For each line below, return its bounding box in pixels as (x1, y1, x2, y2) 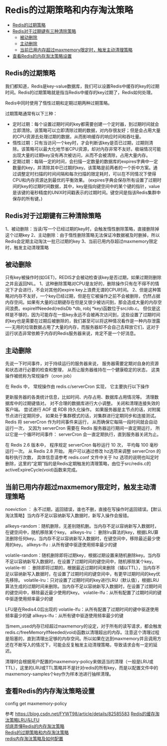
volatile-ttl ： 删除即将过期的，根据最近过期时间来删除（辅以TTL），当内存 (5, 565, 156, 570)
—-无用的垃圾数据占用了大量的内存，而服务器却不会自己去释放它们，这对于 (5, 324, 160, 330)
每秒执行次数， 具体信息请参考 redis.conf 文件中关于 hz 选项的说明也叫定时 (5, 455, 159, 461)
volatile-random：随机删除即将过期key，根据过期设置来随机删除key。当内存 (5, 553, 161, 558)
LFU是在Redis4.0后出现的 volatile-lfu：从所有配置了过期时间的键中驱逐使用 (5, 606, 159, 612)
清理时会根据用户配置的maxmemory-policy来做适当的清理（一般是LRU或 (5, 658, 154, 664)
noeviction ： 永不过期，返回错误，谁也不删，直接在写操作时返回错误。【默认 (5, 506, 162, 512)
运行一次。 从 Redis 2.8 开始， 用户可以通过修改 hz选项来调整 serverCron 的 (5, 448, 161, 454)
